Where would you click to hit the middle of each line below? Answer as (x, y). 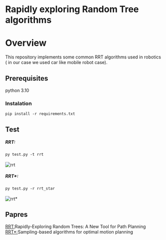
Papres (17, 215)
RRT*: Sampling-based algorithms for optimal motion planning (69, 232)
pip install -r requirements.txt (40, 114)
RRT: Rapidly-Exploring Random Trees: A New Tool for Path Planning (75, 227)
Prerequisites (27, 78)
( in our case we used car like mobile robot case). (56, 63)
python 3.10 (17, 90)
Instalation (19, 103)
